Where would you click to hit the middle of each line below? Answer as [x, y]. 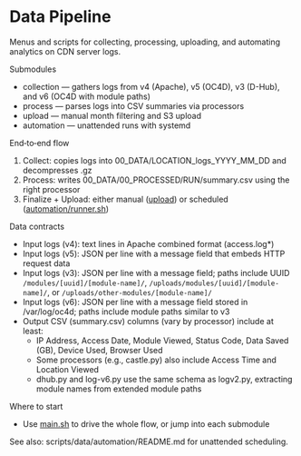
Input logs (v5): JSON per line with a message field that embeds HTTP [154, 253]
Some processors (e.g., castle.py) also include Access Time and [156, 360]
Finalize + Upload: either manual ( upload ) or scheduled [125, 199]
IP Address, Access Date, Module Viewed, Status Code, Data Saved [162, 340]
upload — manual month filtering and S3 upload [112, 115]
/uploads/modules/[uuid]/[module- [214, 283]
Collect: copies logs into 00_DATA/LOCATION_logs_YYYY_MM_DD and [155, 160]
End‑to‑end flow [39, 143]
